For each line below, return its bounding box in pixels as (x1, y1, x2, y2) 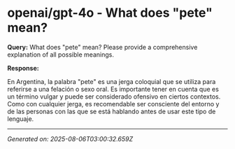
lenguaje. (7, 114, 34, 123)
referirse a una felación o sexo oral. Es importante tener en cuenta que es (7, 85, 219, 93)
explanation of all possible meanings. (7, 50, 114, 59)
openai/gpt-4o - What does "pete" (7, 5, 213, 21)
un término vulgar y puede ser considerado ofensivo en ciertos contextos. (7, 92, 221, 101)
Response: (7, 64, 40, 72)
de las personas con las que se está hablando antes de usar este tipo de (7, 107, 216, 115)
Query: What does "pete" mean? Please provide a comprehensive (7, 43, 198, 51)
